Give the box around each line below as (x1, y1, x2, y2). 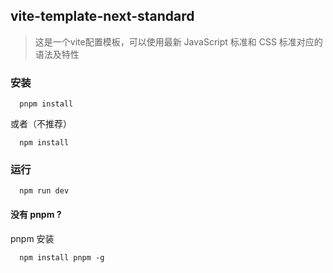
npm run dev (19, 186, 70, 196)
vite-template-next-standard (10, 8, 195, 25)
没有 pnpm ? (10, 209, 62, 220)
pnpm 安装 (10, 232, 55, 244)
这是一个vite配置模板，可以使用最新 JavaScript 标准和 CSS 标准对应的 (34, 35, 323, 48)
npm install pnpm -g (19, 252, 105, 263)
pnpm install (19, 99, 74, 109)
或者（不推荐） (10, 118, 72, 130)
